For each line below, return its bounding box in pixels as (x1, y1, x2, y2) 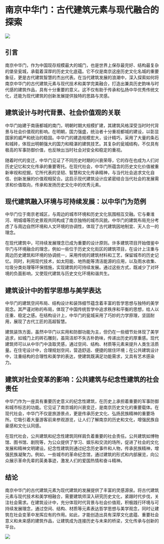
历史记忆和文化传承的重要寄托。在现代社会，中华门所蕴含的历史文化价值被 (5, 163, 155, 169)
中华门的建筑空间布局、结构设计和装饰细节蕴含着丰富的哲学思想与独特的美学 (5, 300, 159, 306)
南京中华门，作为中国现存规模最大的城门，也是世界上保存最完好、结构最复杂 (5, 62, 159, 68)
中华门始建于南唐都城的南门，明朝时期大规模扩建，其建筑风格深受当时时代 (5, 122, 155, 128)
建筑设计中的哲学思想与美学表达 (5, 286, 102, 295)
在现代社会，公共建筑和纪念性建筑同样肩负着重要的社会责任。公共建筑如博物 (5, 433, 159, 439)
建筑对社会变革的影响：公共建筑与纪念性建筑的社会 (5, 375, 159, 384)
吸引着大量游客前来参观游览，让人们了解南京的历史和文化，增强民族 (18, 417, 155, 422)
